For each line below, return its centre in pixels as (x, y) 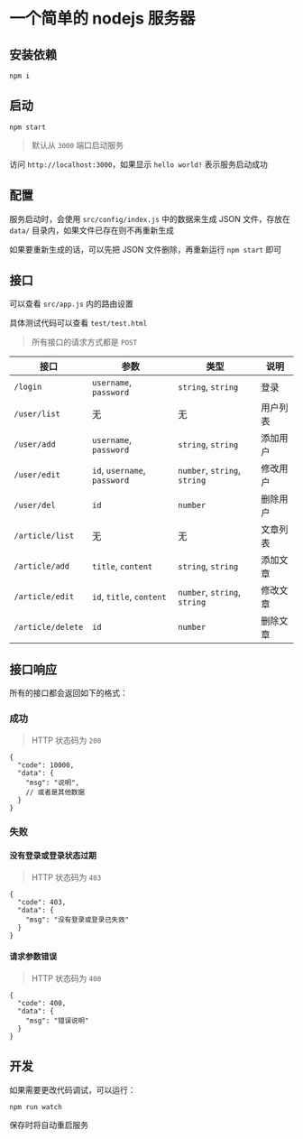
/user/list (37, 414)
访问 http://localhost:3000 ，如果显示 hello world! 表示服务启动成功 (139, 164)
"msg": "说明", (53, 782)
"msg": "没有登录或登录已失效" (77, 920)
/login (28, 387)
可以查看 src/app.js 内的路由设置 (71, 304)
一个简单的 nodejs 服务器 (102, 19)
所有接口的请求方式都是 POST (84, 342)
